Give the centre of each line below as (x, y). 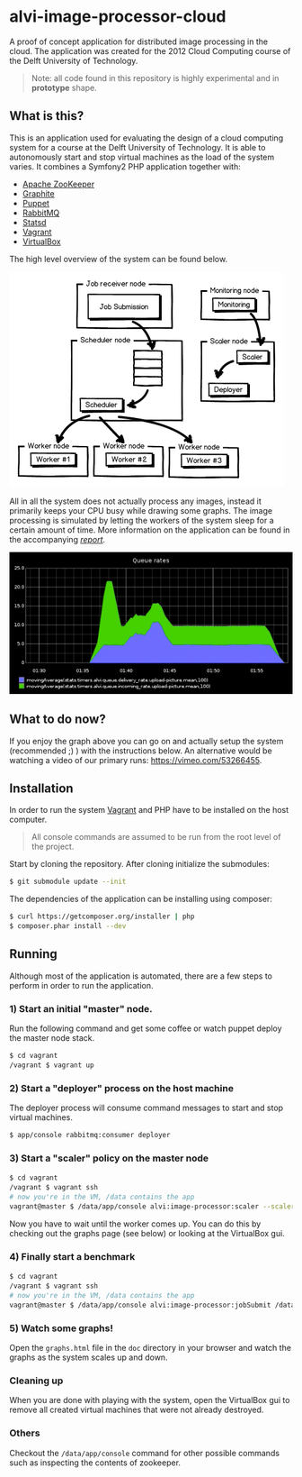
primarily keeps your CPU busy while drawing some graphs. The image (141, 510)
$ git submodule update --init (68, 882)
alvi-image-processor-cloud (118, 17)
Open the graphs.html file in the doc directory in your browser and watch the (151, 1347)
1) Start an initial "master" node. (81, 1008)
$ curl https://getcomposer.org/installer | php (102, 916)
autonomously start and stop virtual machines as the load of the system (142, 157)
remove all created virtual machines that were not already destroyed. (137, 1410)
